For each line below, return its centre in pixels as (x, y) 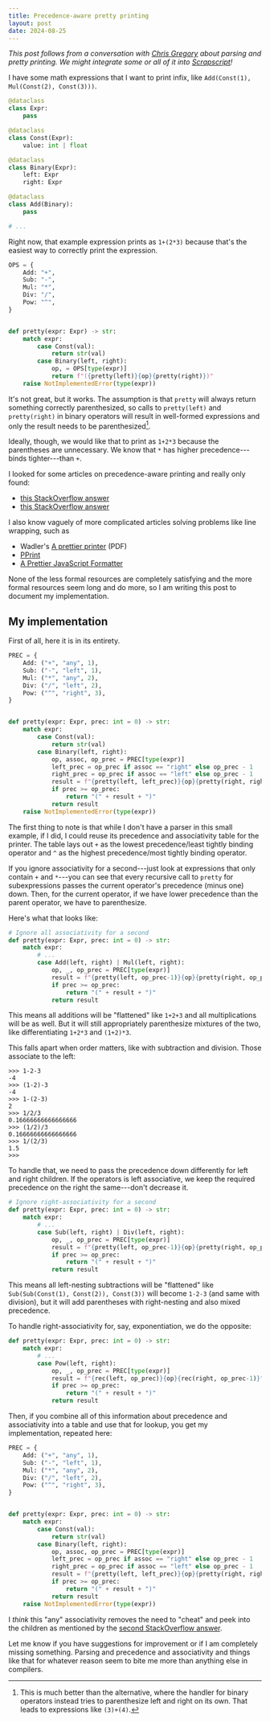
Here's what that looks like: (53, 918)
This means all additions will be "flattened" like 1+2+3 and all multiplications (133, 1015)
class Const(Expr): (41, 137)
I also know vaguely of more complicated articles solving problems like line (133, 523)
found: (19, 482)
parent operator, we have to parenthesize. (78, 902)
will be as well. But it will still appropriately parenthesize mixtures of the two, (135, 1024)
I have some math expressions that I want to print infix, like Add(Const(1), (130, 78)
